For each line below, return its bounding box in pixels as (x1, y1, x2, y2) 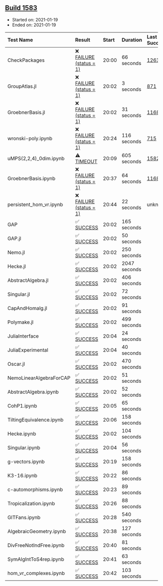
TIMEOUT (75, 158, 98, 164)
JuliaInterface (7, 332, 39, 339)
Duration (121, 36, 142, 43)
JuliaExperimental (7, 346, 49, 353)
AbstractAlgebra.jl (7, 277, 49, 283)
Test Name (7, 36, 33, 43)
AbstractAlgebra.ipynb (7, 388, 59, 395)
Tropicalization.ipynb (7, 500, 55, 506)
